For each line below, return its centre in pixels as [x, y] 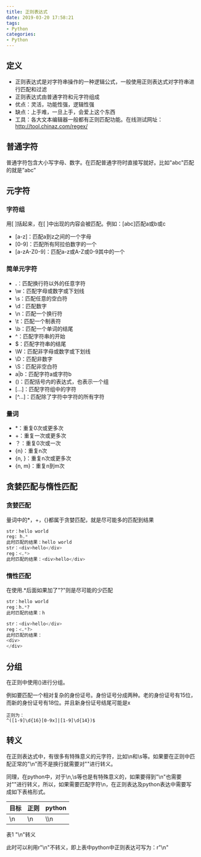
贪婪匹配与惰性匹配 [42, 487]
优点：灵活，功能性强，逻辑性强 [54, 104]
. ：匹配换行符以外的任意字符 [50, 283]
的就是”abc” [21, 170]
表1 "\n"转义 [21, 834]
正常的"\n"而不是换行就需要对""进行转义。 [63, 764]
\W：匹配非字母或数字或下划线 [53, 351]
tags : [13, 23]
